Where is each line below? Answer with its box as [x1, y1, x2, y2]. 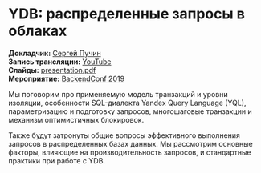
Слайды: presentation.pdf [8, 65, 96, 74]
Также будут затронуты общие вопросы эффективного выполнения [8, 130, 241, 140]
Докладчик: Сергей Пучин [8, 48, 102, 58]
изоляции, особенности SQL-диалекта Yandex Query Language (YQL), [8, 98, 247, 107]
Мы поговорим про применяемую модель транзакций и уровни [8, 89, 228, 99]
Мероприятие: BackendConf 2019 [8, 74, 125, 83]
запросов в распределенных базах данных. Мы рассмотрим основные [8, 139, 253, 148]
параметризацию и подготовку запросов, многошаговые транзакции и [8, 106, 252, 116]
